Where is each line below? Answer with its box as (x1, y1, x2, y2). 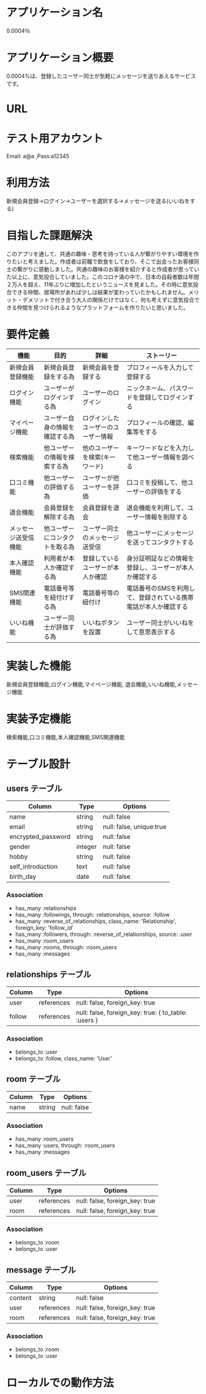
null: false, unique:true (102, 822, 167, 831)
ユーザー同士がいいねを (126, 618, 194, 627)
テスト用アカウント (6, 132, 104, 146)
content (9, 1293, 32, 1302)
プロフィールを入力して (126, 363, 194, 372)
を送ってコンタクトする (126, 538, 194, 546)
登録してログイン (139, 393, 188, 402)
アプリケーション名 (6, 6, 103, 20)
